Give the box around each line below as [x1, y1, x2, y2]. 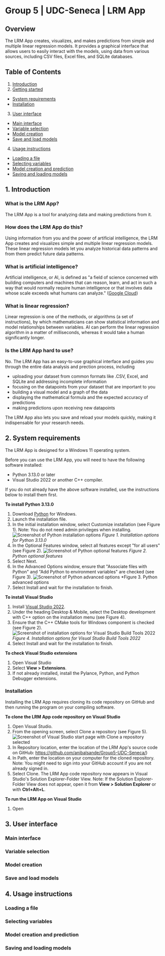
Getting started [12, 86, 43, 92]
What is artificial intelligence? [5, 263, 78, 270]
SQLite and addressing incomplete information [12, 379, 107, 384]
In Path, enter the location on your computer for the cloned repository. [12, 755, 155, 761]
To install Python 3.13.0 [5, 501, 54, 507]
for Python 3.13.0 [12, 537, 47, 543]
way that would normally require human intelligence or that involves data [5, 285, 153, 291]
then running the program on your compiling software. [5, 704, 115, 710]
